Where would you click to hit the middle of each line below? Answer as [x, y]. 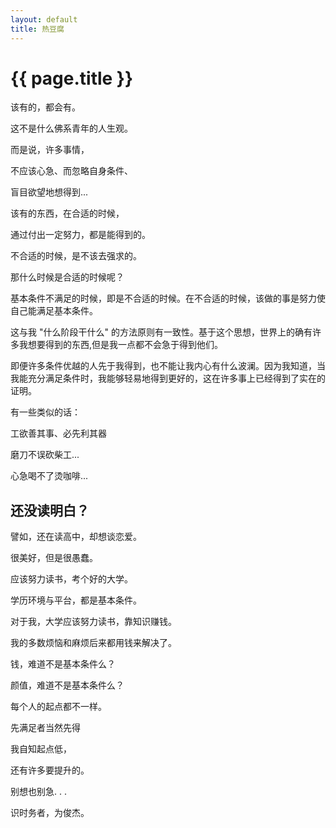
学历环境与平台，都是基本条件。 [76, 600]
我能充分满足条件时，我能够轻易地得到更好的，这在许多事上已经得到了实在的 [168, 378]
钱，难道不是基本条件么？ [63, 664]
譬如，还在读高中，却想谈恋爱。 [76, 537]
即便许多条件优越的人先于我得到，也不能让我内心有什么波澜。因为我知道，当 [168, 366]
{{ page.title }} [72, 78]
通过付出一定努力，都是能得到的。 [80, 235]
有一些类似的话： [45, 412]
